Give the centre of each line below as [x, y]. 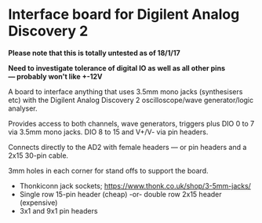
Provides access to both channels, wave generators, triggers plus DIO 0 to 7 [131, 123]
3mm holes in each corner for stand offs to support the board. [108, 170]
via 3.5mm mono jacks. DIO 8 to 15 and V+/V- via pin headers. [108, 132]
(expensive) [38, 203]
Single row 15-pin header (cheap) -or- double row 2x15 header [120, 194]
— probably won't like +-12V [55, 76]
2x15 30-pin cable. [38, 155]
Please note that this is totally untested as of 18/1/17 [94, 53]
